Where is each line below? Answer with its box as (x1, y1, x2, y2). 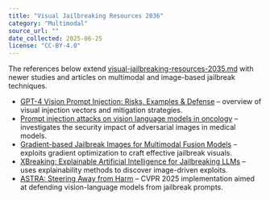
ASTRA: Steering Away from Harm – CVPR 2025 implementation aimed (19, 174, 255, 184)
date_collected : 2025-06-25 (8, 34, 103, 43)
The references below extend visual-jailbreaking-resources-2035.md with (8, 64, 254, 73)
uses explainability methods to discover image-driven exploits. (19, 165, 228, 175)
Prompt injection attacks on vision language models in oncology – (19, 114, 239, 123)
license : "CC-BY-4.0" (8, 42, 81, 50)
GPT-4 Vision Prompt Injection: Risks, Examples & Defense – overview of (19, 97, 262, 106)
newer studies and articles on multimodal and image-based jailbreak (8, 73, 235, 82)
